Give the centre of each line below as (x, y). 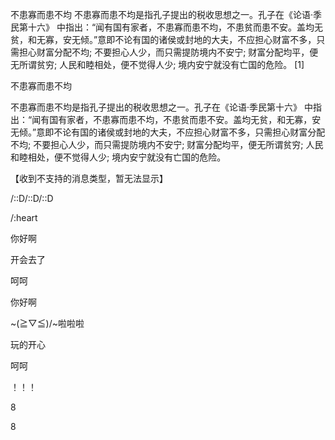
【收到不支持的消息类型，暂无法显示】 (89, 178)
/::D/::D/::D (32, 198)
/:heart (24, 217)
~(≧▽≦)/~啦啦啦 (47, 323)
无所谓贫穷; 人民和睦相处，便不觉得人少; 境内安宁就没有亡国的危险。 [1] (157, 64)
